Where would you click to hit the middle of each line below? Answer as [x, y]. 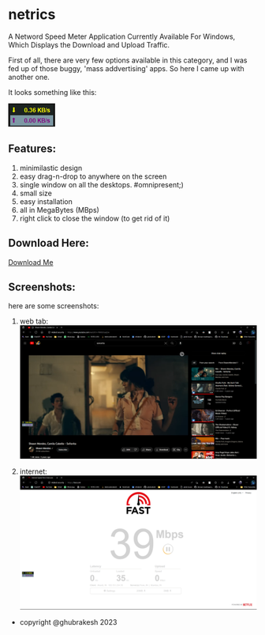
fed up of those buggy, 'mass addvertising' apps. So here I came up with [126, 68]
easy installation [46, 201]
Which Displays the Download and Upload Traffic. [89, 44]
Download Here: [49, 243]
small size [36, 193]
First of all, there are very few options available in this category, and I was [128, 60]
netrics [32, 15]
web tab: [34, 321]
